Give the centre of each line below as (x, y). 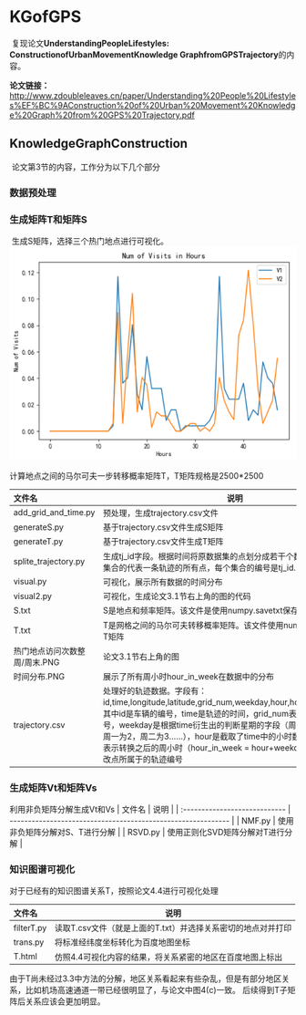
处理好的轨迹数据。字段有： (155, 691)
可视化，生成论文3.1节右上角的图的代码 (178, 596)
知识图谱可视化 (42, 870)
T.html (25, 957)
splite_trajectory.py (49, 562)
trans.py (29, 942)
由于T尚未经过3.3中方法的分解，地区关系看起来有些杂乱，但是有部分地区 (146, 979)
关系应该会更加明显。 (65, 1001)
